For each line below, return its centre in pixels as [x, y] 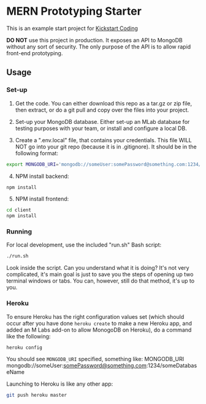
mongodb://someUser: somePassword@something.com [77, 365]
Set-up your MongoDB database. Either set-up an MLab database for [102, 121]
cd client [19, 210]
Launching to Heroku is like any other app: [60, 384]
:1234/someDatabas [172, 365]
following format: [36, 153]
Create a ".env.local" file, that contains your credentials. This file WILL [103, 140]
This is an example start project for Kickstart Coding [72, 28]
